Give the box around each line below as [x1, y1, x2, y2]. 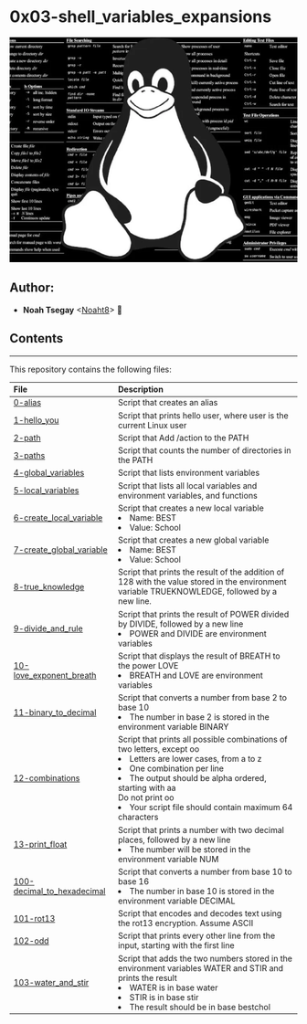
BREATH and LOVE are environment [129, 670, 263, 681]
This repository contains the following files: [9, 364, 172, 375]
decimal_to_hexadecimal [13, 885, 106, 896]
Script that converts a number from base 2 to [117, 692, 288, 703]
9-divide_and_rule [13, 623, 84, 634]
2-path [13, 432, 41, 443]
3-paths [13, 449, 46, 460]
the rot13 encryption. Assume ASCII [117, 918, 254, 929]
